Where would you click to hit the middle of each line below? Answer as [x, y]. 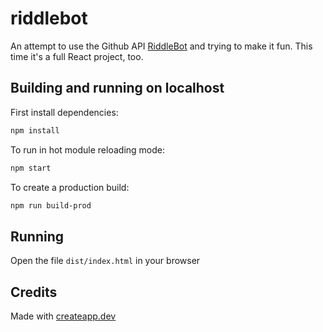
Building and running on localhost [117, 88]
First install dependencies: [64, 112]
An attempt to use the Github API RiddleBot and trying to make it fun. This [161, 46]
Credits [34, 292]
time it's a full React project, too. [77, 56]
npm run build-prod [51, 205]
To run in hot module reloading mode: [87, 149]
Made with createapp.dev [63, 316]
